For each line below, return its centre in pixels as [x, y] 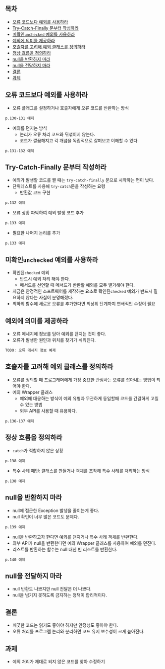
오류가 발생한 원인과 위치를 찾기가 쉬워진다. [54, 340]
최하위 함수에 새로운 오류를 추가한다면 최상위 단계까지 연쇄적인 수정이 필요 [84, 304]
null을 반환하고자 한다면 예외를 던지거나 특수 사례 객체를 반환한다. [75, 537]
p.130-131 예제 [20, 118]
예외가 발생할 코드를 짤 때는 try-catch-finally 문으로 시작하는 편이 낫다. [83, 180]
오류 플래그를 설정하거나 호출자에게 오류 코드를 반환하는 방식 [71, 108]
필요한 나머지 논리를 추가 [36, 233]
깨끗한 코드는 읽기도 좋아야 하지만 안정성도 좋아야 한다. [65, 625]
